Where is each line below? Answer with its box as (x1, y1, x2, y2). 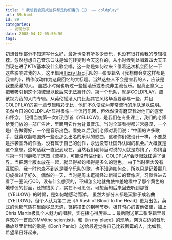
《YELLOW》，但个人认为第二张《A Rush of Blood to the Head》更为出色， (5, 197, 162, 203)
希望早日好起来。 (5, 229, 41, 235)
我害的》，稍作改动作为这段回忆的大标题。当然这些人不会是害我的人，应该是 (5, 76, 165, 82)
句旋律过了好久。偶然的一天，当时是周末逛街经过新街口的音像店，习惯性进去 (5, 172, 167, 178)
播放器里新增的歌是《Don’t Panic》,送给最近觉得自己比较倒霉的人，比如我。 (5, 223, 165, 229)
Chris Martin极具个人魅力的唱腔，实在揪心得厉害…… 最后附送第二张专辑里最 (5, 210, 166, 216)
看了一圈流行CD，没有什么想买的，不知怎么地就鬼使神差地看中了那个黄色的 (5, 178, 165, 184)
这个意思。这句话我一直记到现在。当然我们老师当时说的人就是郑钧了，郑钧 (5, 146, 162, 152)
